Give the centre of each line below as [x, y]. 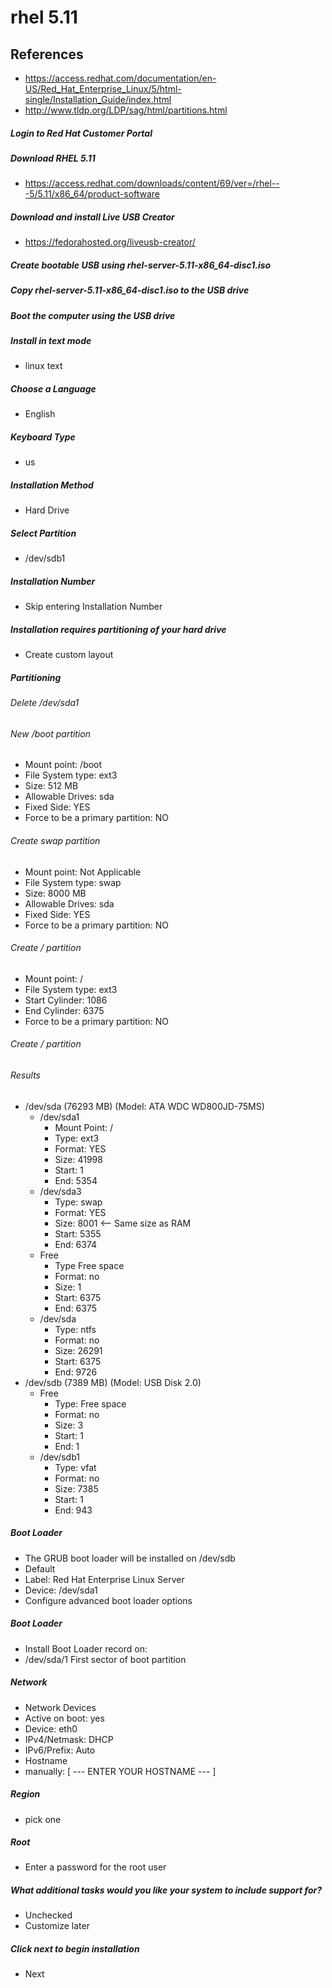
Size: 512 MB [51, 786]
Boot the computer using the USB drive [93, 315]
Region [25, 1794]
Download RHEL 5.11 [53, 158]
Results [25, 1075]
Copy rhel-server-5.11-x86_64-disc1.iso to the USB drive [130, 290]
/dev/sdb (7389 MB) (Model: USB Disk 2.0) [113, 1382]
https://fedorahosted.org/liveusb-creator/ [110, 242]
